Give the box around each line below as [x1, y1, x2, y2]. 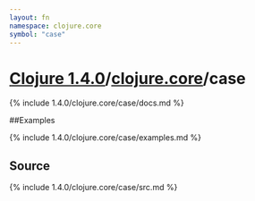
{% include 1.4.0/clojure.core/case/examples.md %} [9, 132, 202, 143]
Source [9, 158, 51, 173]
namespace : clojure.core [9, 21, 102, 30]
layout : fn [9, 13, 50, 22]
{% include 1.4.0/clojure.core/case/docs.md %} [9, 97, 185, 108]
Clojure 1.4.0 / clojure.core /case [9, 68, 246, 88]
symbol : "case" [9, 29, 66, 38]
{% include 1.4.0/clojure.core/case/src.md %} [9, 182, 178, 193]
